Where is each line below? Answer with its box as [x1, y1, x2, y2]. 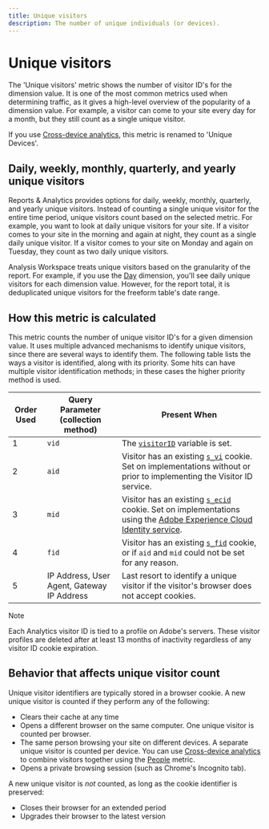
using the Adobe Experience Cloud [121, 514, 253, 526]
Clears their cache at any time [19, 712, 119, 721]
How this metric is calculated [8, 311, 156, 325]
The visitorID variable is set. [121, 438, 232, 449]
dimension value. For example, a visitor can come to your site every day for [8, 106, 256, 116]
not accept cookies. [121, 591, 196, 602]
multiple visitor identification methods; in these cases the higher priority [8, 367, 246, 376]
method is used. [8, 375, 62, 385]
